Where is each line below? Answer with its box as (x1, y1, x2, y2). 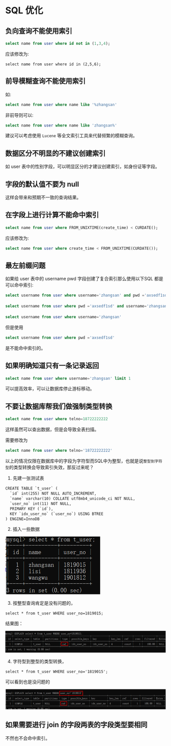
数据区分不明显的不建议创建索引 (5, 149, 106, 158)
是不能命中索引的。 (5, 345, 46, 351)
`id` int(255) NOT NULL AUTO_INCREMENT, (10, 491, 97, 496)
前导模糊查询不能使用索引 (5, 77, 85, 86)
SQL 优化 (5, 5, 43, 16)
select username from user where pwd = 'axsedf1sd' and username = (5, 304, 147, 309)
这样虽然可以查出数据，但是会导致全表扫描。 (5, 426, 99, 432)
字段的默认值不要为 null (5, 179, 79, 189)
